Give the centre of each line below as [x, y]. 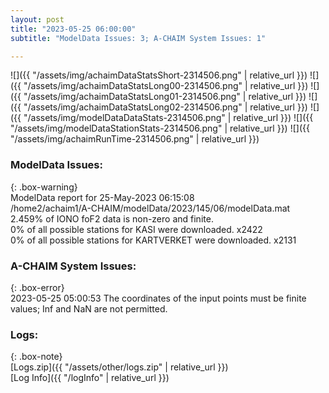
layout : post [37, 19]
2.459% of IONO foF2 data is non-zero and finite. [112, 218]
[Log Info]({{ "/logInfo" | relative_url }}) [90, 378]
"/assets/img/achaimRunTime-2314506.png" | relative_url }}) [135, 139]
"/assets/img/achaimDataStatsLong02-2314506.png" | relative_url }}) [165, 107]
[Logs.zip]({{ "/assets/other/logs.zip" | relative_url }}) [119, 367]
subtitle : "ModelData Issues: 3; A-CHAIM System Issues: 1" [138, 38]
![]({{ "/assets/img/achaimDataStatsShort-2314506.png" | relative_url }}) [159, 75]
